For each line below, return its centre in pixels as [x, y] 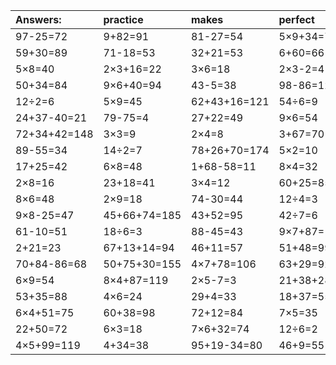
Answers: [38, 19]
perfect [296, 19]
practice [123, 19]
